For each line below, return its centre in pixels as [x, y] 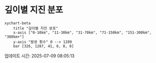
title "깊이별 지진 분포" [36, 28]
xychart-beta [18, 23]
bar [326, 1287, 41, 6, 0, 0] [44, 46]
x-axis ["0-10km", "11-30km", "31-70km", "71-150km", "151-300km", [82, 32]
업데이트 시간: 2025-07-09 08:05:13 [40, 56]
